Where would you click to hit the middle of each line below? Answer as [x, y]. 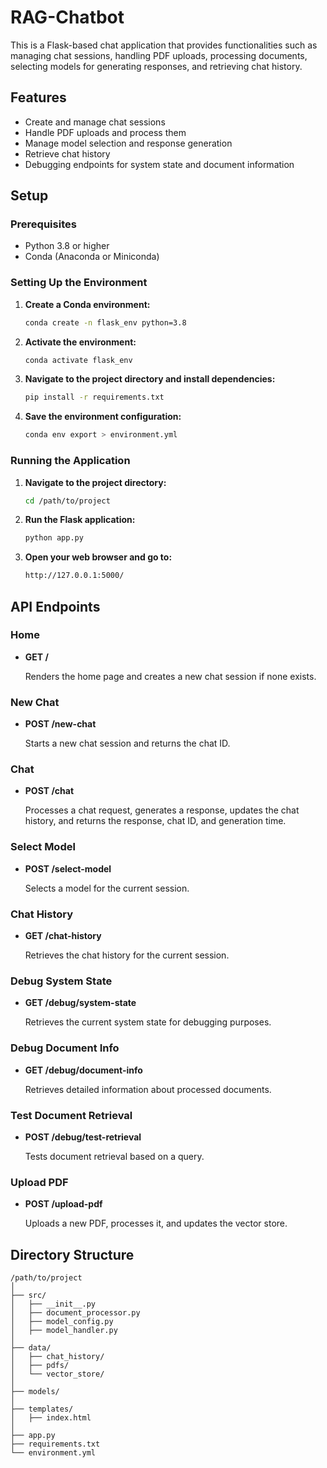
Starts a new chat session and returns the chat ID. [127, 743]
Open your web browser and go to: [98, 557]
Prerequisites [43, 224]
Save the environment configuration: [103, 417]
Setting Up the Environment [79, 283]
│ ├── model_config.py [62, 1322]
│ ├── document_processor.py [75, 1313]
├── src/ [28, 1296]
